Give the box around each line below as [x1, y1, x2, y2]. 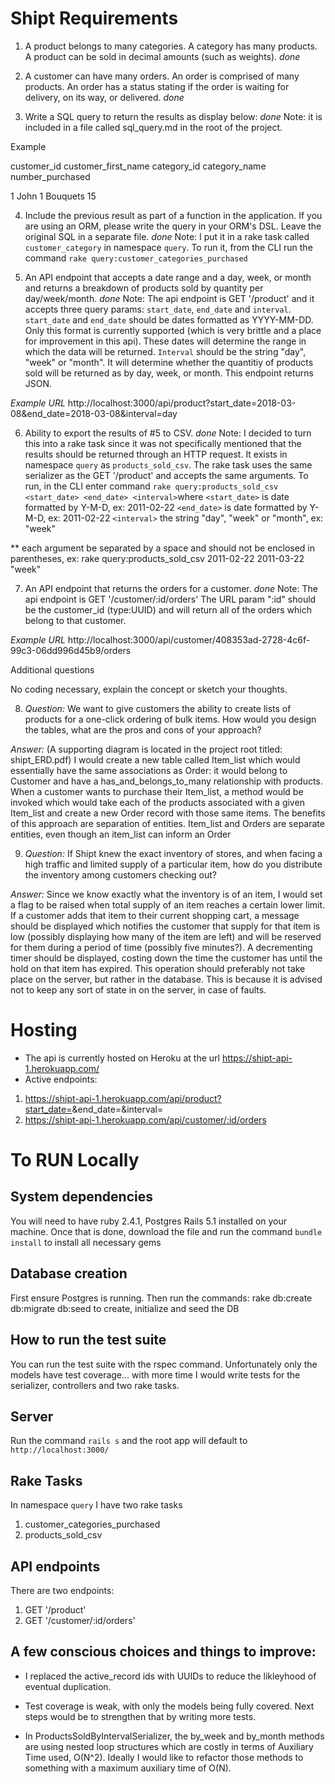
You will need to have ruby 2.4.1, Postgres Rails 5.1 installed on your [10, 1215, 288, 1227]
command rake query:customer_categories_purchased [24, 252, 248, 264]
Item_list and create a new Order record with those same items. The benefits [10, 807, 326, 819]
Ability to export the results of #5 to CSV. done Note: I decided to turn [24, 427, 312, 439]
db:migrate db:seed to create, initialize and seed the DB [10, 1302, 240, 1314]
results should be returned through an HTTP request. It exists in [24, 448, 288, 460]
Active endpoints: [24, 1073, 98, 1085]
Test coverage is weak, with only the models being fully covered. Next [24, 1700, 315, 1712]
